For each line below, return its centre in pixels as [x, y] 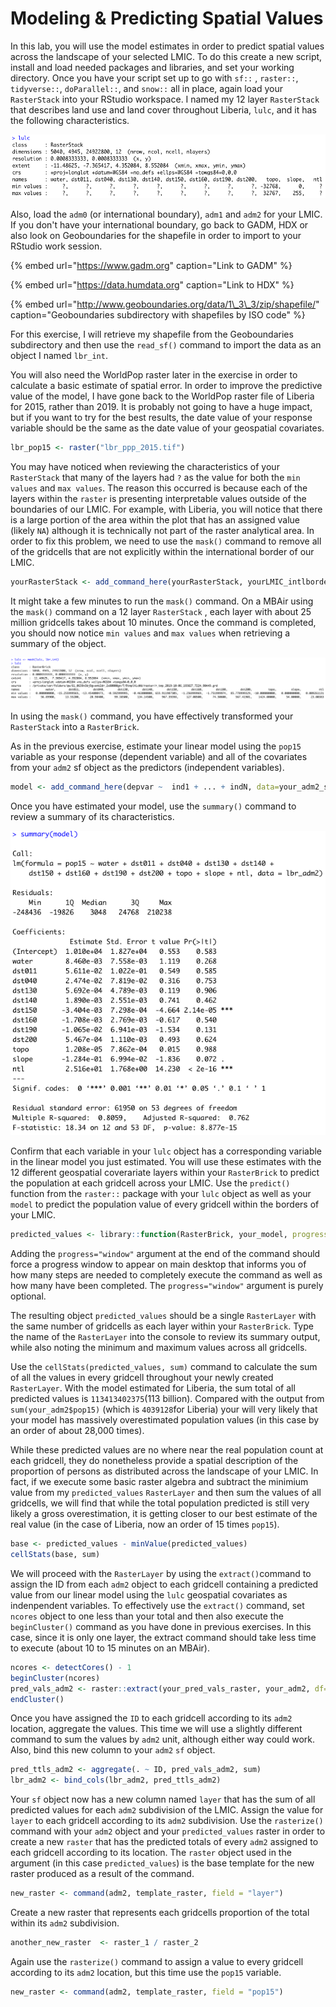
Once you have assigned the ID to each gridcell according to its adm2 [151, 1718]
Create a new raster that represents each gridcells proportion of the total [160, 1913]
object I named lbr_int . [59, 355]
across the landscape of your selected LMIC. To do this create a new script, [166, 56]
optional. [28, 1296]
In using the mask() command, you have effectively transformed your [152, 716]
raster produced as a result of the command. [102, 1874]
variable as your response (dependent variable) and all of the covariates [159, 756]
